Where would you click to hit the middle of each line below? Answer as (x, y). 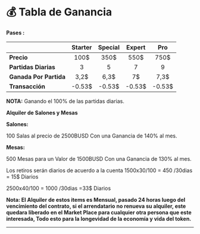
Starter (82, 47)
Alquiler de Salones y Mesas (42, 113)
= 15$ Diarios (22, 176)
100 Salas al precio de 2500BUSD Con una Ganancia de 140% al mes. (92, 136)
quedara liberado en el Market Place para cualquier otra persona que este (99, 212)
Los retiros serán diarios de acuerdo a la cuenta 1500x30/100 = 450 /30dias (99, 170)
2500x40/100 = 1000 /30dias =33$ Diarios (59, 188)
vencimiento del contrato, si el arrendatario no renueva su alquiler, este (96, 206)
